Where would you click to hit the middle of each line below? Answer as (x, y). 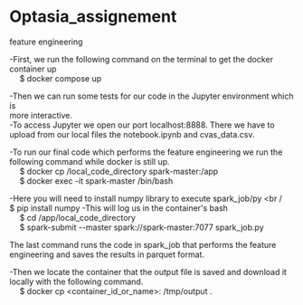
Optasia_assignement (93, 17)
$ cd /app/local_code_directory (77, 217)
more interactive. (41, 115)
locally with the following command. (76, 281)
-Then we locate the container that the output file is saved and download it (148, 272)
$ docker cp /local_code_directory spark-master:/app (119, 171)
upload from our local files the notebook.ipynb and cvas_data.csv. (132, 134)
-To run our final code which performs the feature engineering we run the (146, 152)
